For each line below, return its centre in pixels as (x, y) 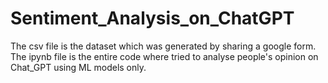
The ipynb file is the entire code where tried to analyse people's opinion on (164, 56)
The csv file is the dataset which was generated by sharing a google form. (163, 46)
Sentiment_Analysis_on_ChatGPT (152, 18)
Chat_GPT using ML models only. (78, 67)
